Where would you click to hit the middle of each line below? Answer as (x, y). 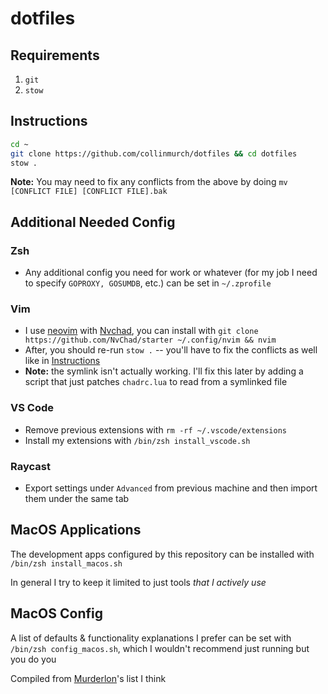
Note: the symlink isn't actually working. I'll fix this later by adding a (164, 371)
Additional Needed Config (93, 222)
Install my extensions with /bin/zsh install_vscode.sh (137, 440)
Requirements (55, 55)
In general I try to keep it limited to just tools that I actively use (138, 582)
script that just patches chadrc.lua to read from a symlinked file (156, 382)
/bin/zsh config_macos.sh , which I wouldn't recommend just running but (160, 648)
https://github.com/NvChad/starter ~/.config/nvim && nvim (150, 340)
